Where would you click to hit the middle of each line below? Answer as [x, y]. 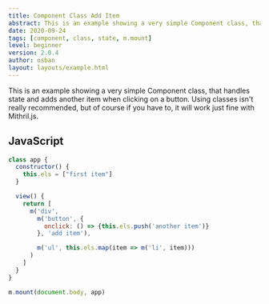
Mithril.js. [23, 116]
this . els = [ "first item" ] [68, 174]
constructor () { [42, 167]
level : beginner [35, 46]
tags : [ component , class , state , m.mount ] [80, 38]
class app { [28, 160]
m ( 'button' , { [60, 218]
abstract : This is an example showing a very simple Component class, [128, 23]
